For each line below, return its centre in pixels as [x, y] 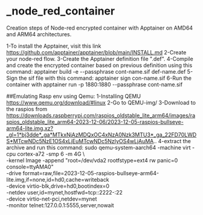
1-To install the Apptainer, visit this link [54, 46]
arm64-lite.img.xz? [30, 128]
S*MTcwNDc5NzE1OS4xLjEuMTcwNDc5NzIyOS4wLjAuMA [80, 141]
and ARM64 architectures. [39, 34]
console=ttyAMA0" [30, 167]
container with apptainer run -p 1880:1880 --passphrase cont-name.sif [95, 84]
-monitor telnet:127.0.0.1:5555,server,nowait [60, 205]
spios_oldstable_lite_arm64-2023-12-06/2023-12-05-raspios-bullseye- [95, 121]
